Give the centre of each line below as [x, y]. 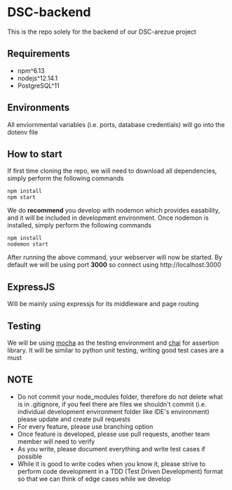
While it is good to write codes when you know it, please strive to [111, 463]
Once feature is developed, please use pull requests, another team [114, 434]
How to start [35, 154]
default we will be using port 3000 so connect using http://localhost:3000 [114, 265]
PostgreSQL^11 [38, 86]
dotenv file [23, 132]
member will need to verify [56, 441]
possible [30, 456]
